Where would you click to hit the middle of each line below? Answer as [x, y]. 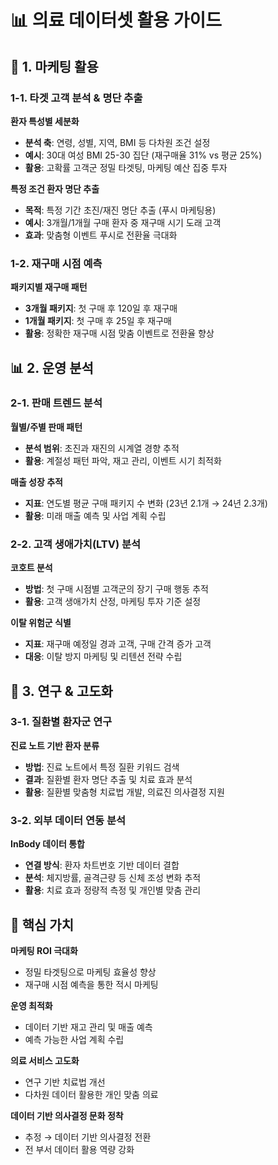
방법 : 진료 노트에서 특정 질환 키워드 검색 [102, 767]
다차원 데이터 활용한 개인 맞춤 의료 [91, 1094]
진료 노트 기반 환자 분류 [55, 745]
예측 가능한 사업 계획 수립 [74, 1039]
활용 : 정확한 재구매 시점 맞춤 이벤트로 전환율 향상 [119, 333]
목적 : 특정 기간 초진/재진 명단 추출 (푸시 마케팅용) [120, 210]
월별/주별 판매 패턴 [46, 427]
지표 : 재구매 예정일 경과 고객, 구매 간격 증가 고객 [118, 644]
